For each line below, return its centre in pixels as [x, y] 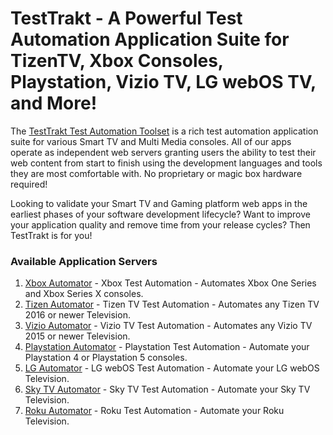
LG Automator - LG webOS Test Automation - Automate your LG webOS [172, 368]
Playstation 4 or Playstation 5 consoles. [106, 358]
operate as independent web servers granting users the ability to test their [163, 152]
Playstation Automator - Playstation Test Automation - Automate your [167, 347]
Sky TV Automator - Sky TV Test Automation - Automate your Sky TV [167, 389]
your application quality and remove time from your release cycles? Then [160, 224]
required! [29, 184]
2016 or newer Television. [77, 315]
